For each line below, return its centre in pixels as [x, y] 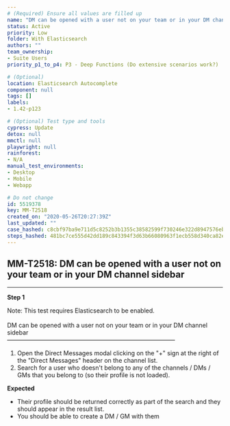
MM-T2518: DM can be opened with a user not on [114, 264]
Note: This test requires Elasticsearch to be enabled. [81, 311]
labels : [18, 103]
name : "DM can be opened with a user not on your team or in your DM [108, 20]
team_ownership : [30, 52]
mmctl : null [24, 141]
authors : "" [24, 45]
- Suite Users [27, 58]
